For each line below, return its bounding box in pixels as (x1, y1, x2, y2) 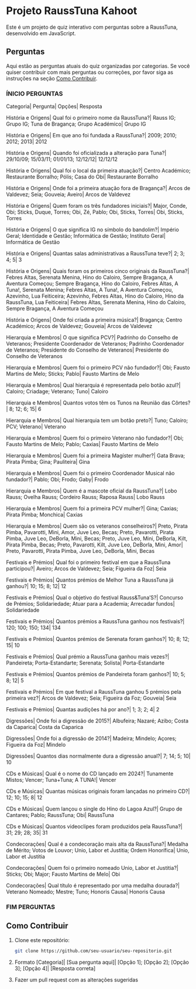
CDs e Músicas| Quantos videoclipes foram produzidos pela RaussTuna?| (6, 823, 183, 830)
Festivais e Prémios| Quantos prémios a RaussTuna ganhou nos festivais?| (6, 618, 185, 625)
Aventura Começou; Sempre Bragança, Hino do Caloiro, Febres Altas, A (6, 280, 178, 287)
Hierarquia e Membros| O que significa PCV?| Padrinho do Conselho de (6, 334, 178, 341)
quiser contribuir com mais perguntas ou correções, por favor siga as (6, 69, 174, 76)
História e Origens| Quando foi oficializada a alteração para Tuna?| (6, 150, 167, 157)
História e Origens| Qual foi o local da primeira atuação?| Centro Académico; (6, 167, 191, 174)
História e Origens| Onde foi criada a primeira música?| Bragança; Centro (6, 316, 183, 323)
